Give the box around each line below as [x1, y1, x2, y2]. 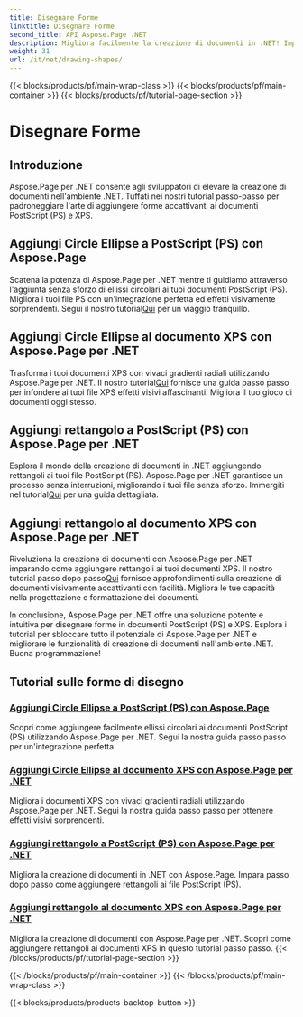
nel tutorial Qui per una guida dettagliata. [9, 489, 160, 500]
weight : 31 [9, 47, 50, 56]
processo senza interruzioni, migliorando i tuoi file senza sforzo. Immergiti [9, 480, 285, 491]
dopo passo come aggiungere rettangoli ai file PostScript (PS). [9, 879, 242, 890]
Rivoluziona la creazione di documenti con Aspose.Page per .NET [9, 553, 253, 565]
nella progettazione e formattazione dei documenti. [9, 592, 200, 603]
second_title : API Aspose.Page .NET [9, 30, 147, 39]
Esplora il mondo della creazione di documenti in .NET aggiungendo [9, 460, 262, 471]
